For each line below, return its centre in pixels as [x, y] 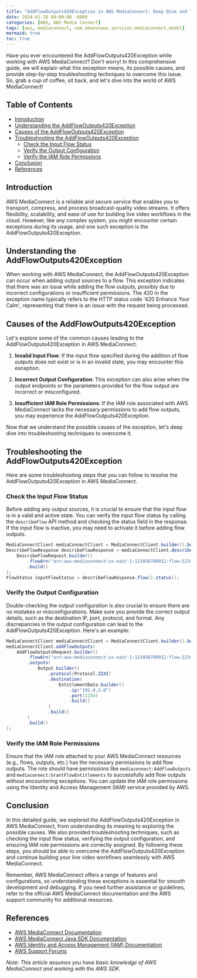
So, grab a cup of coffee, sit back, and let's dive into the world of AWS [91, 80]
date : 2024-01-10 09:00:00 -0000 [47, 17]
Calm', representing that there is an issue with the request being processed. [98, 305]
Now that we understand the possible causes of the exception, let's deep [94, 427]
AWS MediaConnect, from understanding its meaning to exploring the [90, 826]
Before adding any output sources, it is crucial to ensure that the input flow [96, 509]
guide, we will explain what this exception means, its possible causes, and [96, 68]
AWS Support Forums [41, 951]
